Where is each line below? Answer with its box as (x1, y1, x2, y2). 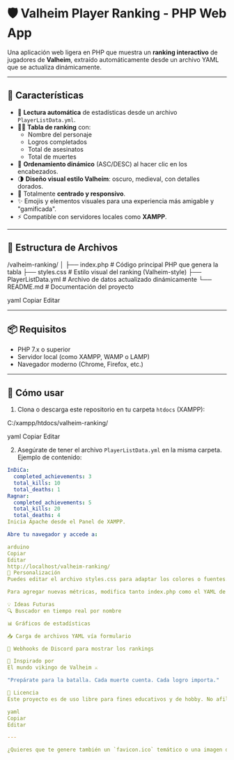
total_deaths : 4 (13, 512, 61, 519)
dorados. (17, 182, 44, 190)
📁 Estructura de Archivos (7, 242, 118, 254)
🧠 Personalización (7, 569, 61, 576)
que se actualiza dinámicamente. (7, 63, 102, 71)
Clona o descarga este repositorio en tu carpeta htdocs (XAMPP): (17, 405, 205, 414)
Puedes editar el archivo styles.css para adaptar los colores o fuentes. (7, 576, 229, 583)
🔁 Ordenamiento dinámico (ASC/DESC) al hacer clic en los (17, 159, 188, 168)
